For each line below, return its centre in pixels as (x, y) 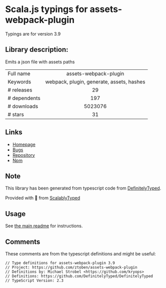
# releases (20, 90)
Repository (23, 155)
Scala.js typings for (46, 9)
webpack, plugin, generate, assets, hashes (95, 81)
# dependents (24, 98)
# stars (16, 114)
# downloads (23, 106)
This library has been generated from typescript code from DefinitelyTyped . (83, 188)
